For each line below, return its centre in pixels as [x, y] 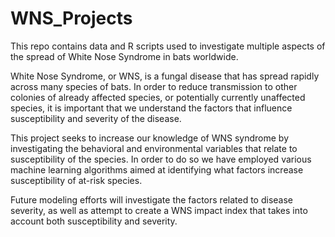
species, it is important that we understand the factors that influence [151, 108]
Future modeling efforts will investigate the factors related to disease [152, 199]
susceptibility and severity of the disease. [96, 118]
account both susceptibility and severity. [94, 221]
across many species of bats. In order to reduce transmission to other [154, 86]
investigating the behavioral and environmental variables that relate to [154, 148]
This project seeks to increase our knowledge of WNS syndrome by [150, 138]
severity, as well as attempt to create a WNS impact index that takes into [159, 210]
